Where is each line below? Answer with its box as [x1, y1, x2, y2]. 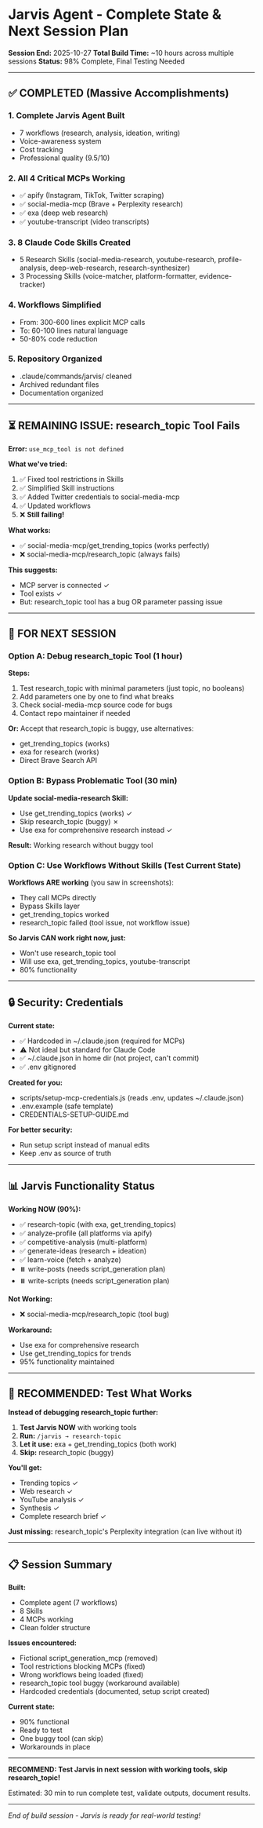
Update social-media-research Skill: [8, 793, 129, 802]
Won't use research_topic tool [19, 948, 116, 958]
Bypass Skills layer [19, 901, 81, 910]
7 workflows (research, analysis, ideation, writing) [19, 128, 181, 137]
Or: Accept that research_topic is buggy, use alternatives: [8, 724, 194, 733]
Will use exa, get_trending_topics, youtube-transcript [19, 956, 190, 966]
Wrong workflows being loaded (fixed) [19, 1670, 144, 1680]
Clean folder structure [19, 1623, 91, 1633]
